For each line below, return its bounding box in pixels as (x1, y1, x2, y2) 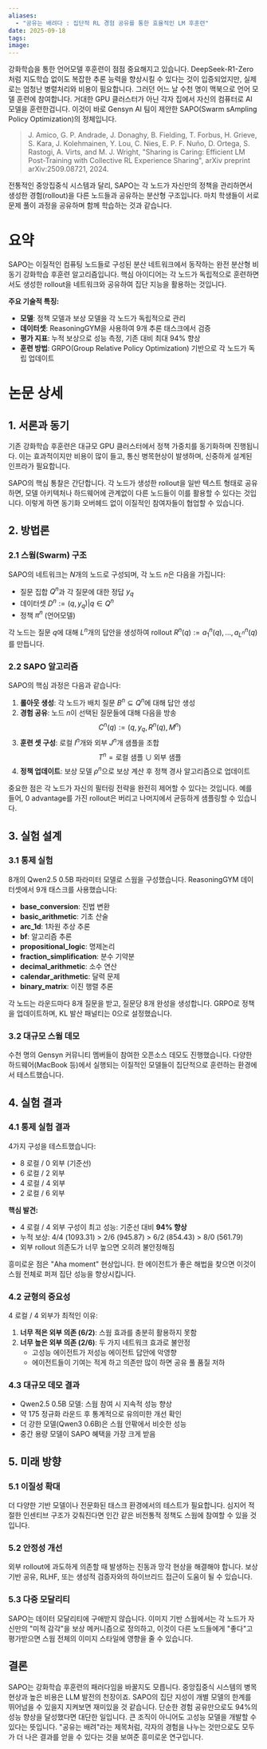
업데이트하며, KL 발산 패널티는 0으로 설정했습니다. (16, 1008, 173, 1018)
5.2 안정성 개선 (8, 1543, 63, 1554)
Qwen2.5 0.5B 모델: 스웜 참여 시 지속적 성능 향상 (19, 1399, 173, 1409)
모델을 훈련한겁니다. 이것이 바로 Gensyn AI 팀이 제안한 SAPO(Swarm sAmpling (8, 105, 257, 114)
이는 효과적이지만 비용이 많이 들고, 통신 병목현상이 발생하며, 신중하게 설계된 (18, 451, 253, 461)
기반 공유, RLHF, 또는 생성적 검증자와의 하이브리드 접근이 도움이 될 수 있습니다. (8, 1572, 253, 1582)
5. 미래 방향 (8, 1455, 62, 1469)
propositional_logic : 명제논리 (19, 941, 116, 951)
